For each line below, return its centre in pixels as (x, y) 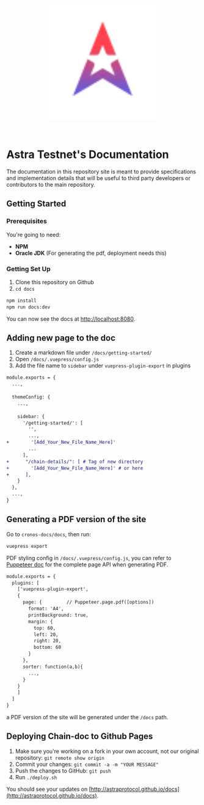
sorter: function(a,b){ (53, 667)
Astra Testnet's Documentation (88, 155)
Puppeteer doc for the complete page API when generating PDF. (87, 564)
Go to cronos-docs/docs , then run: (49, 534)
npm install (21, 301)
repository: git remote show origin (60, 757)
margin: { (41, 621)
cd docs (25, 289)
